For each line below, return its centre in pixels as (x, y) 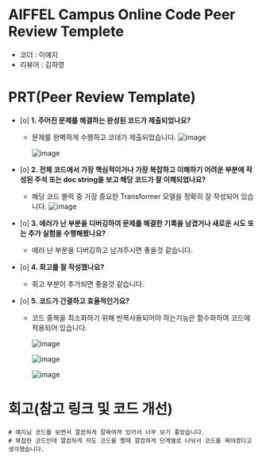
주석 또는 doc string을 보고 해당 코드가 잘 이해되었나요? (120, 179)
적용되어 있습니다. (59, 327)
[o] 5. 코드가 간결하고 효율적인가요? (74, 301)
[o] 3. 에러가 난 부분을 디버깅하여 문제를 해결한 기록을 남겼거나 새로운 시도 (133, 223)
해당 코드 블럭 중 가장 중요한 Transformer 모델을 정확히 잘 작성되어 (135, 196)
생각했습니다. (27, 449)
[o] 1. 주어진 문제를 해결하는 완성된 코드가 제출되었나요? (105, 120)
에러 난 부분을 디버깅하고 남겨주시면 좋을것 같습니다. (112, 250)
